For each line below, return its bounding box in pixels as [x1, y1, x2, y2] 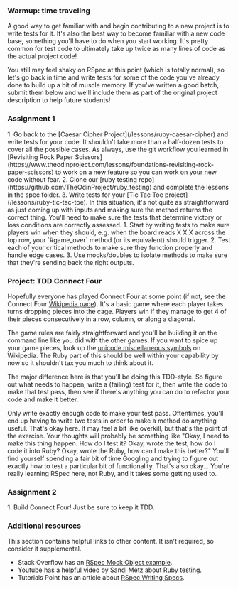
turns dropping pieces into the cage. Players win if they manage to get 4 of [7, 307, 227, 315]
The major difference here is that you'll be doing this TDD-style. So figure [7, 372, 222, 381]
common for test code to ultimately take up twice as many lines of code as [7, 45, 226, 53]
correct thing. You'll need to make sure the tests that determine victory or [7, 212, 222, 222]
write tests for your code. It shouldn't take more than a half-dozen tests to [7, 137, 224, 146]
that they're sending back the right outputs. [7, 258, 135, 266]
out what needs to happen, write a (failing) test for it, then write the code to [7, 379, 227, 389]
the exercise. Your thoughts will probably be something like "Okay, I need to [7, 431, 229, 440]
